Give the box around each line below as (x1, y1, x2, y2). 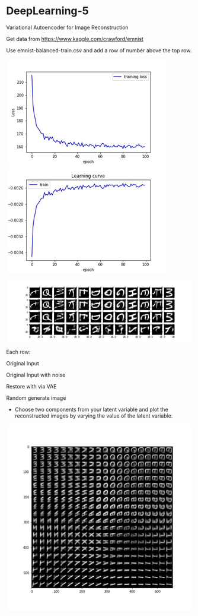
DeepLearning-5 (6, 4, 89, 18)
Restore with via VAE (6, 383, 57, 390)
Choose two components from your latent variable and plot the (14, 406, 168, 413)
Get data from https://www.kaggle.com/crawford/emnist (6, 35, 144, 42)
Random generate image (6, 394, 66, 402)
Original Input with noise (6, 371, 66, 378)
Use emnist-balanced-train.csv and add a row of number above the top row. (6, 46, 192, 54)
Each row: (6, 348, 31, 355)
